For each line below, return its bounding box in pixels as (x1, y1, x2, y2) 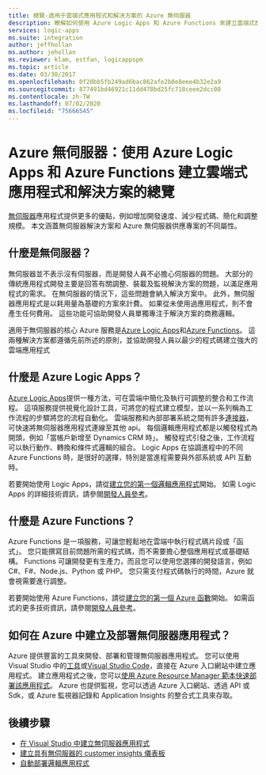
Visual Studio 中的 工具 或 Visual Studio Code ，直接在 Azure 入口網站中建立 (8, 661, 249, 671)
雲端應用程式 (8, 345, 50, 355)
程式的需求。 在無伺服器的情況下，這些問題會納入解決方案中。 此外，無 (8, 288, 241, 298)
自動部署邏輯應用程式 (19, 758, 89, 768)
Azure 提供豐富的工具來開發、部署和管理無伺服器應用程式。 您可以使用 (8, 651, 240, 661)
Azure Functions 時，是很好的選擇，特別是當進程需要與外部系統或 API (8, 452, 236, 462)
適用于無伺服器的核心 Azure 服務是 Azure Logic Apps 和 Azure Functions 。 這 (8, 325, 256, 335)
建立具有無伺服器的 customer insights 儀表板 (19, 749, 165, 758)
